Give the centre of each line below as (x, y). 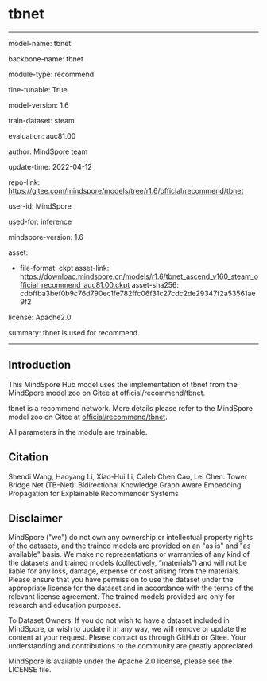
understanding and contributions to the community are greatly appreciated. (132, 646)
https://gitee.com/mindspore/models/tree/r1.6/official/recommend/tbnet (126, 190)
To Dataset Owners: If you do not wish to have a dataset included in (119, 620)
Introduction (40, 365)
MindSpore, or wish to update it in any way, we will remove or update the (127, 629)
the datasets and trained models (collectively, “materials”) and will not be (128, 563)
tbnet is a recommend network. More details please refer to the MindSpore (130, 408)
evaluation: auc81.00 (42, 135)
